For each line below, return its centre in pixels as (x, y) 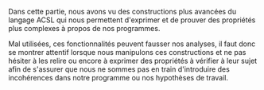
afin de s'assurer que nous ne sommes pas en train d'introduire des (119, 69)
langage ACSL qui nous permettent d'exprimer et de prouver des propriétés (132, 20)
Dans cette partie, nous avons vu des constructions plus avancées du (122, 12)
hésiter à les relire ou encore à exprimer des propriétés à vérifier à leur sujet (133, 61)
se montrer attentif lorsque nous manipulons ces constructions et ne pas (127, 52)
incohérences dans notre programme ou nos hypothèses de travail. (118, 78)
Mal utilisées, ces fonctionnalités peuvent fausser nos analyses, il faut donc (132, 44)
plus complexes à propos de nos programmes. (84, 28)
